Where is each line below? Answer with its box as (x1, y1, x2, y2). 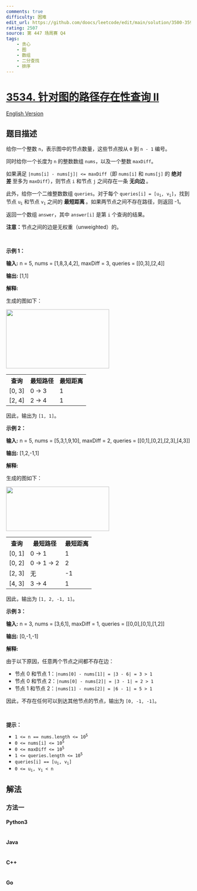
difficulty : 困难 (6, 14, 47, 20)
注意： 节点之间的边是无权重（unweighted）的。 (6, 223, 122, 230)
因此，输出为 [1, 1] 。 (6, 412, 60, 419)
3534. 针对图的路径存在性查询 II (6, 90, 159, 103)
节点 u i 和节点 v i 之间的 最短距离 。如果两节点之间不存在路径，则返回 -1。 (6, 198, 185, 206)
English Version (6, 110, 44, 117)
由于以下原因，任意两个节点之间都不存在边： (6, 657, 114, 664)
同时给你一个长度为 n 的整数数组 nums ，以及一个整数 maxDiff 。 (6, 158, 157, 165)
